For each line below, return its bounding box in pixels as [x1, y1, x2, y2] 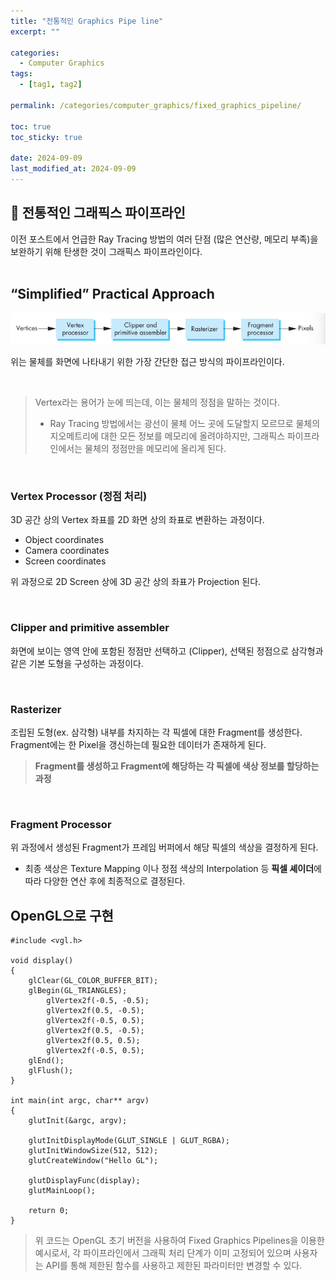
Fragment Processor [10, 817, 112, 831]
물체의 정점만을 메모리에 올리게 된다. [84, 443, 227, 455]
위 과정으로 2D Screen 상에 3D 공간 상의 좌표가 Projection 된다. [10, 576, 262, 588]
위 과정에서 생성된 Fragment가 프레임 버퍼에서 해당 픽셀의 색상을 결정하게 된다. [10, 841, 319, 854]
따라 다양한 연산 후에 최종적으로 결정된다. [24, 875, 186, 887]
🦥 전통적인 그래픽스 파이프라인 [10, 205, 186, 222]
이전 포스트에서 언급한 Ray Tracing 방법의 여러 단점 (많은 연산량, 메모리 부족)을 [10, 233, 319, 245]
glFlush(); [28, 1066, 74, 1076]
